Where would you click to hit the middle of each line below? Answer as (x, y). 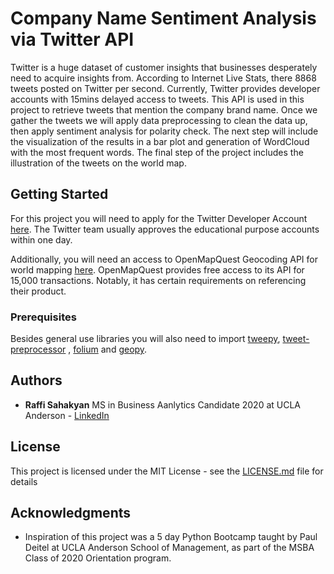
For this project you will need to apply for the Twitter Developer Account (159, 218)
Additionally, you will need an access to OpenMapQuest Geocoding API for (164, 259)
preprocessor (38, 349)
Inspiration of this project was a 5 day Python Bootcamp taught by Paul (171, 537)
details (24, 481)
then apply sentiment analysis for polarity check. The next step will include (164, 131)
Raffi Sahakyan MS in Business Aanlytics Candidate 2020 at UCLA (163, 404)
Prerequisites (43, 317)
